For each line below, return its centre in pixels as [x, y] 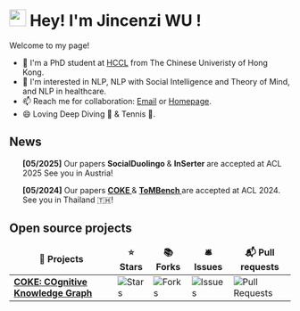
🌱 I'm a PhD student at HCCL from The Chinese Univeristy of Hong [145, 62]
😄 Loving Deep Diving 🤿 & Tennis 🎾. [89, 114]
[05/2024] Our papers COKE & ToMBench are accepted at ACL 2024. [151, 190]
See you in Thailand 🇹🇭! [68, 200]
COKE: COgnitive [50, 282]
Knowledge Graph [53, 292]
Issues [208, 266]
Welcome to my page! [50, 45]
